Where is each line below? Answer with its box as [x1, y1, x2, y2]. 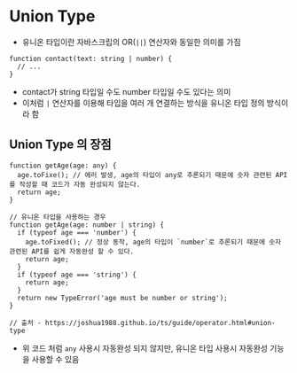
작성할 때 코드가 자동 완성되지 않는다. [19, 180, 141, 189]
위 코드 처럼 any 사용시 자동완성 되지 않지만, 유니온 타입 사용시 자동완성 [21, 343, 269, 354]
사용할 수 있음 [31, 354, 80, 364]
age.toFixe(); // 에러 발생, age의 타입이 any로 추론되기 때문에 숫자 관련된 [17, 170, 272, 179]
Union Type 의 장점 [9, 137, 113, 152]
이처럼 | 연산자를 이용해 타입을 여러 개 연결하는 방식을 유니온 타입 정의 [21, 97, 265, 108]
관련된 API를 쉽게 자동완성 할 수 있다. [9, 246, 135, 256]
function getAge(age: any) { [9, 161, 117, 170]
